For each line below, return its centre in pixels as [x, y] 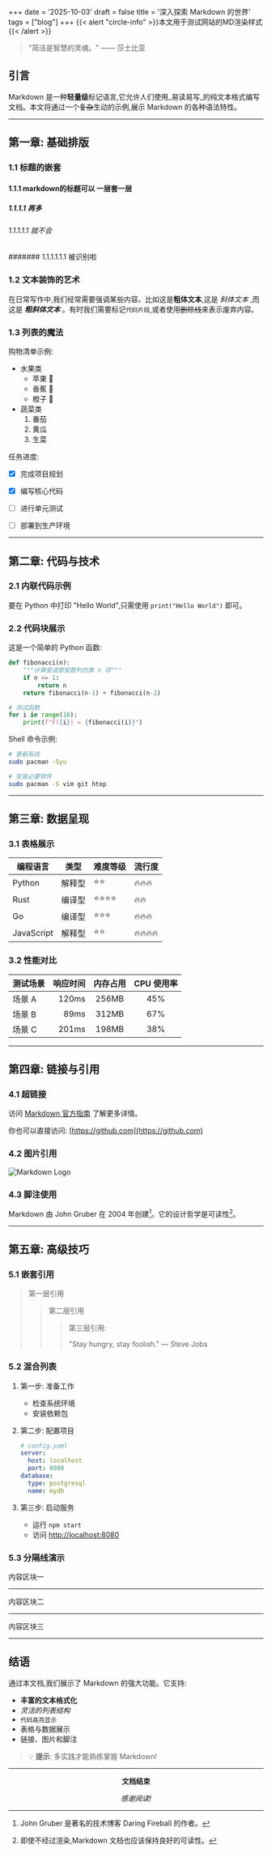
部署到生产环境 [45, 525]
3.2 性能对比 [33, 960]
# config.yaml [44, 1446]
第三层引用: [87, 1328]
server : [33, 1453]
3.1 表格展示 [32, 844]
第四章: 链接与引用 [54, 1069]
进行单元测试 [41, 508]
